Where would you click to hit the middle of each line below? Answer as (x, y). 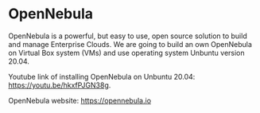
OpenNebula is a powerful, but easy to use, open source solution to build (128, 36)
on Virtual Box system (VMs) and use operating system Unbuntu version (126, 53)
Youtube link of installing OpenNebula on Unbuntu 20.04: (102, 76)
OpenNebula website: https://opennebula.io (80, 100)
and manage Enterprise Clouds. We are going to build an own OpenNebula (130, 44)
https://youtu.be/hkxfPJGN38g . (60, 85)
